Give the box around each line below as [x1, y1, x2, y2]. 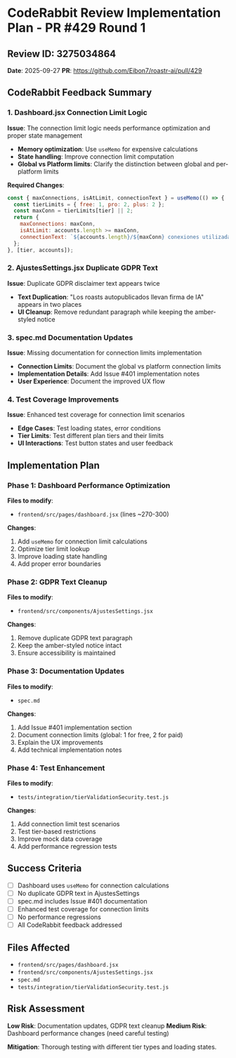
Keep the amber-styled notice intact [17, 641, 122, 650]
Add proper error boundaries [17, 560, 102, 568]
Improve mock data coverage [17, 835, 103, 843]
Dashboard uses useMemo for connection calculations [17, 881, 170, 890]
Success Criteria [7, 862, 82, 875]
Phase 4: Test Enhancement [7, 763, 105, 773]
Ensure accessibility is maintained [17, 649, 116, 657]
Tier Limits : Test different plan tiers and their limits [17, 432, 164, 440]
